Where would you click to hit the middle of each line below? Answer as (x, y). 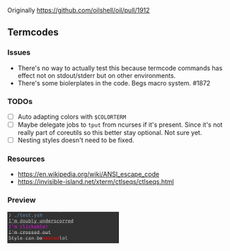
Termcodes (33, 32)
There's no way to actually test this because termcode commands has (120, 68)
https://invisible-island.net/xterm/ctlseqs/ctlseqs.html (96, 182)
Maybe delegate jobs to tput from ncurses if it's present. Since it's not (120, 125)
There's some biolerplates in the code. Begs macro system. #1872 (114, 83)
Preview (22, 200)
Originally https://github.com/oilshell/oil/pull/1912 (79, 10)
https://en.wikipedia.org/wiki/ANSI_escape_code (88, 174)
